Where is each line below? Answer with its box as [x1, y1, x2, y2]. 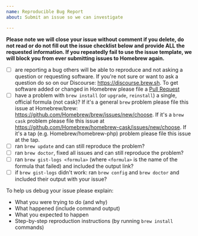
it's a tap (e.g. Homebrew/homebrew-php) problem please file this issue [14, 130, 191, 137]
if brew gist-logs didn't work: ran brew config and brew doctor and [14, 168, 180, 176]
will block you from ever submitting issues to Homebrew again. [6, 55, 165, 62]
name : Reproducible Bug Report [6, 8, 84, 15]
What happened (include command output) [14, 205, 120, 212]
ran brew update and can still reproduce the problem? [14, 142, 145, 149]
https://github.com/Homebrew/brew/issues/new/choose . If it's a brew [14, 111, 184, 118]
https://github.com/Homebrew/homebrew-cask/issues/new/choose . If [14, 123, 187, 130]
